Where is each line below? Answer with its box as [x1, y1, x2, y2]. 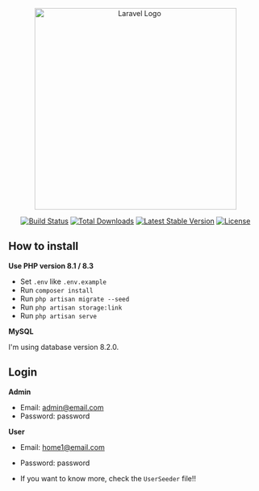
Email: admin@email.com [19, 402, 104, 412]
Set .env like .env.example [19, 277, 107, 286]
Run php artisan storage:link [19, 302, 123, 312]
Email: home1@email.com [19, 442, 105, 451]
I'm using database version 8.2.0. [8, 342, 119, 352]
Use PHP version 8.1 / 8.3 [8, 260, 94, 270]
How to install [8, 239, 79, 253]
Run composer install [19, 285, 94, 294]
